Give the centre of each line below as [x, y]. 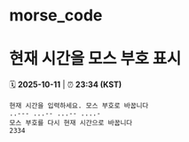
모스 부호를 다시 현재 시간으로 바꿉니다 [71, 123]
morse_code [56, 16]
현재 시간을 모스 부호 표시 [95, 59]
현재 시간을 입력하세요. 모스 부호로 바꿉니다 [79, 106]
